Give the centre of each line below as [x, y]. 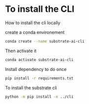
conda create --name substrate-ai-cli [45, 41]
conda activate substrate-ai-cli [39, 60]
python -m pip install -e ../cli [39, 97]
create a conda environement [35, 32]
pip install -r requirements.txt [39, 78]
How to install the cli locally [33, 23]
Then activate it [21, 51]
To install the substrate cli [31, 88]
